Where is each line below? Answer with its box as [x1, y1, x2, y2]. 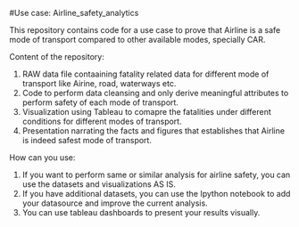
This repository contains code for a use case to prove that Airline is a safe [9, 25, 281, 35]
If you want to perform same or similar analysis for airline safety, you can [21, 169, 291, 180]
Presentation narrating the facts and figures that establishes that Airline [21, 126, 286, 136]
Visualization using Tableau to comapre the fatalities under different [21, 107, 272, 117]
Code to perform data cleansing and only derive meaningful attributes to [21, 88, 289, 98]
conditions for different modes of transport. [21, 116, 182, 126]
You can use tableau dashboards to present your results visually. [21, 207, 261, 217]
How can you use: [9, 152, 76, 163]
